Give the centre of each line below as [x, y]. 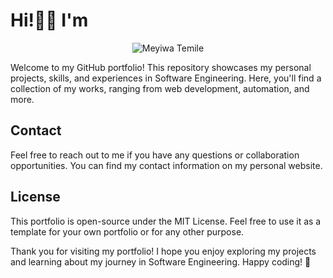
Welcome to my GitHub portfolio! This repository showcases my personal [161, 67]
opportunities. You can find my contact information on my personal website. [166, 165]
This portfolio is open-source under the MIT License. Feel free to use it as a [166, 221]
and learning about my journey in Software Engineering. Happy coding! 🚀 [161, 261]
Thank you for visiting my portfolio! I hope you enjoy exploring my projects [163, 251]
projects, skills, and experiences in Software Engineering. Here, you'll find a [166, 78]
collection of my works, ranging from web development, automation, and [160, 88]
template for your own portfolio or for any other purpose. [127, 231]
